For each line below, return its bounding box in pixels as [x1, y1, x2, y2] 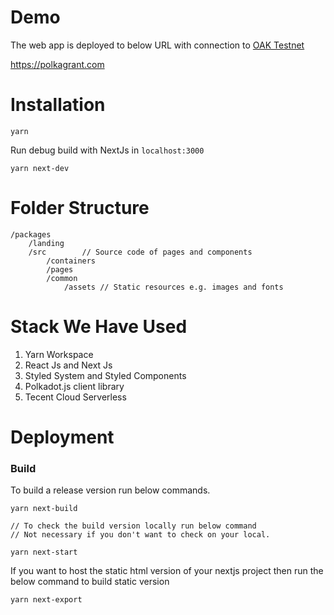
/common [46, 273, 78, 283]
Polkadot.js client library [24, 380, 125, 392]
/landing [28, 238, 65, 248]
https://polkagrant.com [10, 58, 105, 70]
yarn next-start [10, 547, 78, 558]
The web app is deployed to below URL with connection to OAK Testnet [10, 39, 305, 51]
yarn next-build [10, 504, 78, 514]
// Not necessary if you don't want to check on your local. [10, 530, 271, 540]
